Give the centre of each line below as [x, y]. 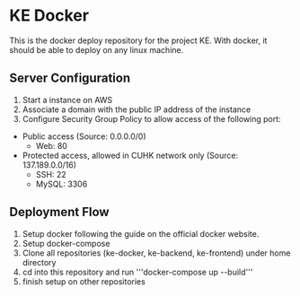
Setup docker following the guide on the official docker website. [141, 233]
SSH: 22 [51, 174]
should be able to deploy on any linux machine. [97, 49]
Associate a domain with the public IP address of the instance [137, 109]
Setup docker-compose [66, 243]
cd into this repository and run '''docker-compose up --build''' [137, 272]
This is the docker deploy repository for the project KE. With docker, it [138, 40]
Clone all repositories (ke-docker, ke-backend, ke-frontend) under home [156, 253]
